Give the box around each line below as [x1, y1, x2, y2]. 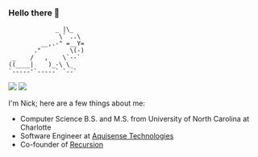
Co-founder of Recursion [19, 140, 103, 150]
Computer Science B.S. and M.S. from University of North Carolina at [19, 114, 250, 124]
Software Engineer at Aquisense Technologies [19, 131, 174, 141]
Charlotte [19, 122, 52, 132]
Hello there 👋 [8, 7, 60, 19]
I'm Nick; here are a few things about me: [8, 98, 145, 108]
